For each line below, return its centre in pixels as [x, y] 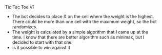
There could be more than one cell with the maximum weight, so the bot [84, 22]
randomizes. [25, 27]
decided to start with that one [42, 42]
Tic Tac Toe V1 [20, 7]
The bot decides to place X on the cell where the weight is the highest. [83, 16]
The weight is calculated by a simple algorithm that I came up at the [80, 32]
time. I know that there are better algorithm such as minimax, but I [78, 37]
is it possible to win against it [41, 47]
